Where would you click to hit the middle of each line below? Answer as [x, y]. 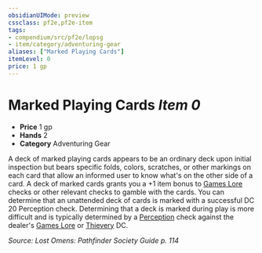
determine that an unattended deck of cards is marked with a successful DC [131, 200]
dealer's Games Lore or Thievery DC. [68, 225]
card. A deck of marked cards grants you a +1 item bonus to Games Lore [126, 183]
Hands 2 [34, 135]
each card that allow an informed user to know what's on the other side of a [131, 175]
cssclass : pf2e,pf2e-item [50, 23]
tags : [17, 30]
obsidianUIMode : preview [49, 15]
